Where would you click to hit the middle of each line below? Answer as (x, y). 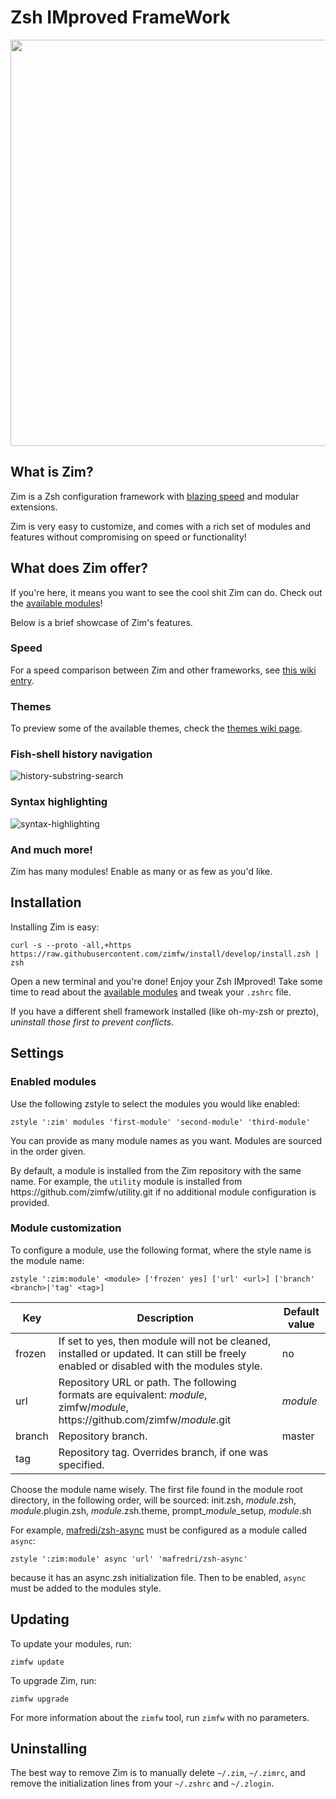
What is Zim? (52, 472)
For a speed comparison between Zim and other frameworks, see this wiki (163, 670)
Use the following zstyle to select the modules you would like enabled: (155, 1103)
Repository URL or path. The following (147, 1382)
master (298, 1436)
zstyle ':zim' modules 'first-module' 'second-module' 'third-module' (160, 1122)
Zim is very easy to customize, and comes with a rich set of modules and (161, 526)
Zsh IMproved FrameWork (120, 17)
